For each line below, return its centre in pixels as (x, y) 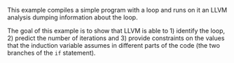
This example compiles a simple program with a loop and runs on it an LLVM (117, 10)
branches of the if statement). (51, 53)
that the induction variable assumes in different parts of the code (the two (114, 45)
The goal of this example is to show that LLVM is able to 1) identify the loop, (116, 31)
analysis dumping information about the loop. (73, 17)
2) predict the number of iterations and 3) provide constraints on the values (116, 38)
